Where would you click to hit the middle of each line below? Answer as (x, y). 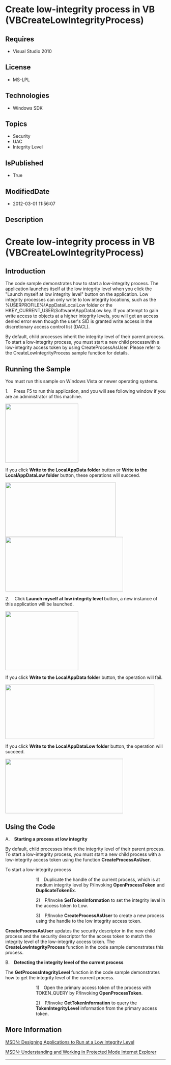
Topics (16, 124)
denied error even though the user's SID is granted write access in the (79, 321)
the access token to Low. (62, 906)
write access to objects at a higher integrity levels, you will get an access (82, 316)
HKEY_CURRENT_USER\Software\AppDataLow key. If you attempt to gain (82, 311)
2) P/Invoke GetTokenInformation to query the (87, 1003)
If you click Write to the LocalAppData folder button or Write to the (76, 470)
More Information (34, 1030)
